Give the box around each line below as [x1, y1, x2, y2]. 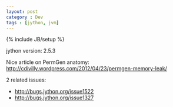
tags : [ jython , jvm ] [6, 20, 59, 25]
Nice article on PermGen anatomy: [6, 59, 89, 66]
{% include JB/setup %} [6, 36, 65, 43]
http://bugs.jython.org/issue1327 [14, 94, 94, 101]
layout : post [6, 8, 38, 15]
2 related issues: [6, 76, 46, 83]
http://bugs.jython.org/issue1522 [14, 88, 94, 95]
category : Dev [6, 14, 44, 20]
